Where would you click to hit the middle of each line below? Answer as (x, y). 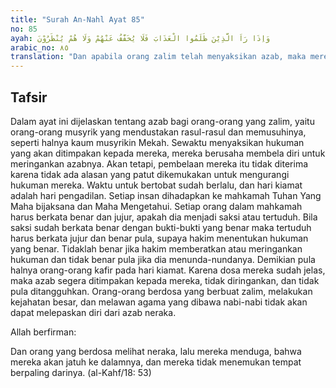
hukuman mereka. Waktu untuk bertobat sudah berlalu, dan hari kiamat (156, 185)
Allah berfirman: (43, 332)
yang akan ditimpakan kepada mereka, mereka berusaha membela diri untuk (168, 153)
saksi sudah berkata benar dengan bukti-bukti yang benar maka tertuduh (161, 227)
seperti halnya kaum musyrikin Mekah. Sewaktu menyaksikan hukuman (157, 142)
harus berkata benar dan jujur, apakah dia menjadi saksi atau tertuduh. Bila (164, 217)
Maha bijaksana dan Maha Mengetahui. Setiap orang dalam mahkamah (156, 206)
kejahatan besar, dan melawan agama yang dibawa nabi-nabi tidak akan (159, 302)
